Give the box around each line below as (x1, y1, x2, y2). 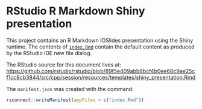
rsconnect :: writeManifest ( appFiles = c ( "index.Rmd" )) (6, 97, 145, 103)
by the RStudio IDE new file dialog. (6, 49, 92, 56)
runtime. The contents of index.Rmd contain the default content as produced (6, 43, 195, 50)
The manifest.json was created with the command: (6, 85, 134, 92)
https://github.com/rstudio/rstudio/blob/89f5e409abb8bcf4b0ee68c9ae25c (6, 67, 195, 74)
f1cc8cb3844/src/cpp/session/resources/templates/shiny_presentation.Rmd (6, 74, 196, 81)
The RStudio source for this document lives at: (6, 61, 122, 68)
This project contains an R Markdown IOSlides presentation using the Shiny (6, 37, 194, 44)
